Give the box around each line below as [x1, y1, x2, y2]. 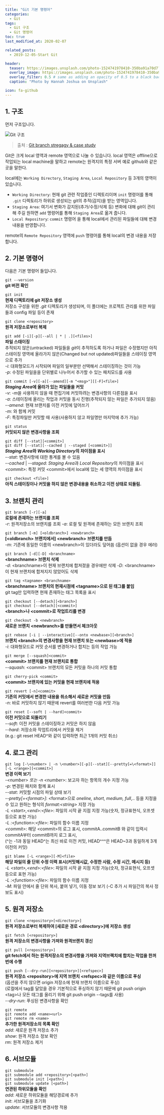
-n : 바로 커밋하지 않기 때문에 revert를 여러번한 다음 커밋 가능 [5, 700, 121, 706]
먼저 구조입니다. [5, 121, 36, 127]
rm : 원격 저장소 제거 [5, 1039, 43, 1045]
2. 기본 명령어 [5, 254, 44, 262]
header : [5, 61, 21, 66]
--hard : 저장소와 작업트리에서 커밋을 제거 [5, 727, 84, 733]
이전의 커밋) [5, 844, 28, 850]
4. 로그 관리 [5, 748, 38, 757]
